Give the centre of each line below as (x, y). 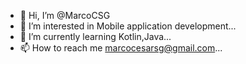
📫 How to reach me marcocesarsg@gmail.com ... (121, 48)
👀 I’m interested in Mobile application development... (128, 26)
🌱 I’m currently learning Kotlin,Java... (95, 36)
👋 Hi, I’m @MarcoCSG (65, 15)
